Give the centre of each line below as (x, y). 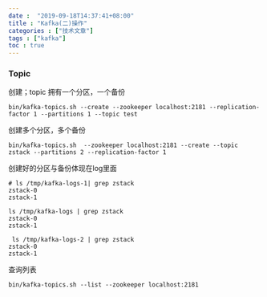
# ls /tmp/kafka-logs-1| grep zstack (71, 184)
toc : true (26, 46)
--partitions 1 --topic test (89, 114)
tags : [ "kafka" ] (37, 38)
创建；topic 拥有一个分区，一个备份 (67, 92)
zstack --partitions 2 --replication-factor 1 (87, 153)
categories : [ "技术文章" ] (51, 31)
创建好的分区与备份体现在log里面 (63, 169)
